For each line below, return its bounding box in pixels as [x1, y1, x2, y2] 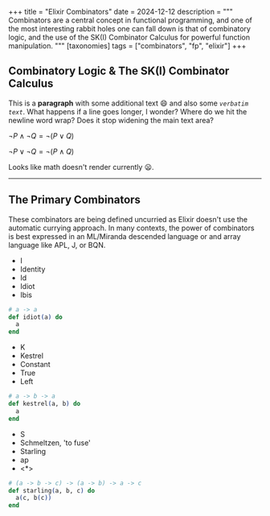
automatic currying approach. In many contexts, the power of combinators [8, 223, 255, 233]
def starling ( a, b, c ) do [8, 486, 95, 494]
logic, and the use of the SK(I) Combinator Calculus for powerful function [8, 32, 251, 42]
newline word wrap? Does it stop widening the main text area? [8, 115, 215, 125]
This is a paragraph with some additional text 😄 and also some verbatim [8, 98, 249, 108]
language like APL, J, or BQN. [8, 240, 106, 250]
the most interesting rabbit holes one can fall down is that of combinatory [8, 24, 252, 33]
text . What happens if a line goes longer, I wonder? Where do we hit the [8, 106, 247, 116]
